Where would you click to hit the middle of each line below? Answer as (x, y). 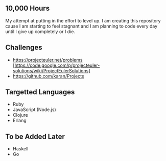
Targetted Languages (40, 92)
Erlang (19, 120)
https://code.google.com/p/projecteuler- (57, 65)
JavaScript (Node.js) (34, 110)
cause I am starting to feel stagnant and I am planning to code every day (81, 26)
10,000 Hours (28, 8)
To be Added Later (35, 136)
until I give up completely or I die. (40, 31)
